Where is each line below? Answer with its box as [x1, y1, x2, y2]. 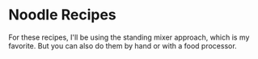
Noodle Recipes [8, 6, 117, 24]
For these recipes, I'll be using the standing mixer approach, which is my [8, 32, 250, 42]
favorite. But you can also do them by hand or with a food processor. [8, 40, 237, 50]
